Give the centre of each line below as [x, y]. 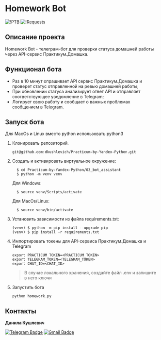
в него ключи [38, 278]
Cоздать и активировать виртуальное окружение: [64, 161]
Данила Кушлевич [25, 323]
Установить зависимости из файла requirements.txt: [65, 219]
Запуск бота [25, 122]
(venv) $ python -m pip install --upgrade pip [60, 228]
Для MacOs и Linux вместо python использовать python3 [64, 134]
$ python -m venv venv [40, 174]
